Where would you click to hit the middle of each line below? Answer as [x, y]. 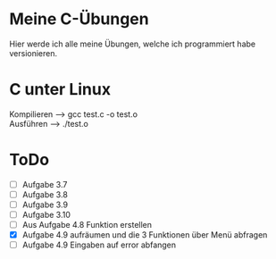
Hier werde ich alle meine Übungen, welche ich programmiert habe [133, 44]
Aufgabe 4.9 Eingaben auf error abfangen [99, 245]
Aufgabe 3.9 [45, 205]
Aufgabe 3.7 [45, 184]
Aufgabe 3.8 [45, 194]
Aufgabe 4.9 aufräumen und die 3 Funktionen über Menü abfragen [145, 235]
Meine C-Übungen [79, 19]
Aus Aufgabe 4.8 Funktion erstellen [87, 225]
